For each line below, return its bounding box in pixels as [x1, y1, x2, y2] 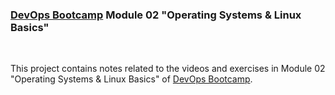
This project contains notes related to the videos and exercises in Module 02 [10, 63, 326, 75]
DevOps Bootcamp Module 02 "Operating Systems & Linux [10, 8, 302, 22]
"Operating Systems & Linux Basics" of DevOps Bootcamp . [10, 73, 253, 85]
